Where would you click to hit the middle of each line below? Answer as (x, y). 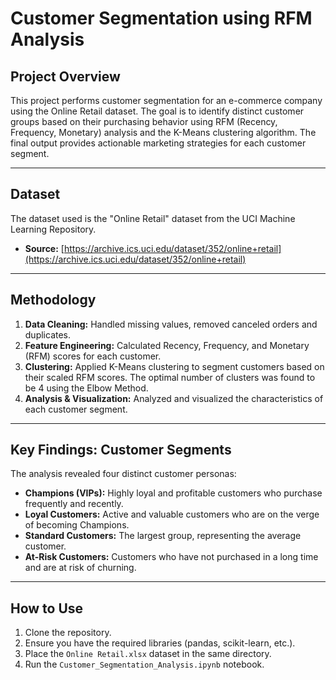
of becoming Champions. (77, 525)
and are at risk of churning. (80, 568)
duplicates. (48, 334)
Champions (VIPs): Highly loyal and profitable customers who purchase (173, 493)
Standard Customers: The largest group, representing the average (163, 536)
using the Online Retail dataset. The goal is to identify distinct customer (157, 111)
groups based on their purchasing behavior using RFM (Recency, (144, 121)
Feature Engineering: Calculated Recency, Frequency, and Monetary (167, 345)
